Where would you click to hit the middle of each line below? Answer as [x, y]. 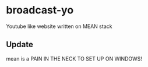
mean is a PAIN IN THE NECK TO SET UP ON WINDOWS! [74, 58]
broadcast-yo [40, 10]
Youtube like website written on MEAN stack [59, 26]
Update [20, 45]
